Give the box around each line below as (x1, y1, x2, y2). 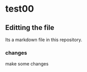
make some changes (5, 61, 49, 67)
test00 (5, 3, 34, 15)
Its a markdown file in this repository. (5, 37, 82, 43)
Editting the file (5, 23, 55, 32)
